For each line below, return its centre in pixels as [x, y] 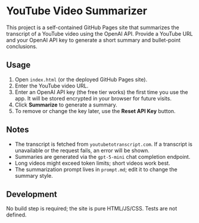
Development [32, 194]
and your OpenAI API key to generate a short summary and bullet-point [93, 40]
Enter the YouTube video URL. [52, 86]
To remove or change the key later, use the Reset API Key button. [95, 111]
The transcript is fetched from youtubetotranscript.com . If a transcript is [103, 144]
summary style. [34, 175]
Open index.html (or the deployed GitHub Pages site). [81, 79]
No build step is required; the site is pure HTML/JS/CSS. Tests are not [92, 209]
